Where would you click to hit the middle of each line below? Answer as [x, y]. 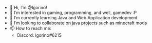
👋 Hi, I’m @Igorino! [28, 7]
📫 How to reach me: [30, 28]
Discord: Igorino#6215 [39, 35]
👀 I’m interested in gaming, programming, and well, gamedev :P [73, 13]
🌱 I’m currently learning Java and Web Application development [74, 18]
